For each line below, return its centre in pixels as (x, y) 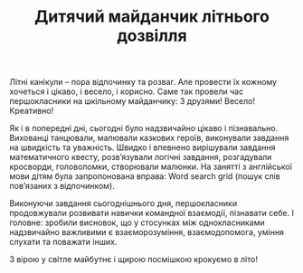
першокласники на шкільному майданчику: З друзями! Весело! (133, 101)
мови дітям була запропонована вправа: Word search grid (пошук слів (145, 176)
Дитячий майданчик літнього (152, 17)
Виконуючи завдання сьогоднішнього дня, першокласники (123, 203)
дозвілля (152, 36)
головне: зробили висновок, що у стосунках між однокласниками (137, 222)
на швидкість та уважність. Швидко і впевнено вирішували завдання (142, 147)
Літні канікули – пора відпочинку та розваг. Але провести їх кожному (143, 82)
